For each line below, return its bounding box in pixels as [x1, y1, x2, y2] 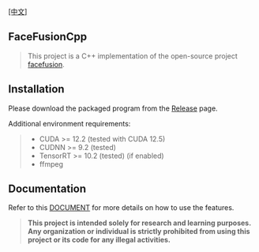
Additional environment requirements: [8, 118, 131, 128]
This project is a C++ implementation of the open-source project [27, 51, 238, 61]
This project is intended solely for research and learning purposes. [27, 218, 251, 228]
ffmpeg [39, 159, 63, 168]
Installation [8, 82, 65, 96]
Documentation [8, 182, 87, 196]
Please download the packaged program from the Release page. [8, 103, 219, 113]
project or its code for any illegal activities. [27, 235, 171, 245]
